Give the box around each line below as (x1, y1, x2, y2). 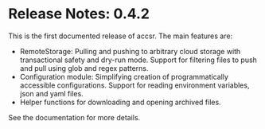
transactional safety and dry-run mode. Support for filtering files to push (19, 55, 257, 64)
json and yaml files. (19, 88, 84, 98)
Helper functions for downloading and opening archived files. (19, 97, 221, 107)
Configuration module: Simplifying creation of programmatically (19, 72, 229, 81)
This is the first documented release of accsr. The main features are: (8, 31, 233, 41)
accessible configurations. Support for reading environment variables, (19, 80, 250, 90)
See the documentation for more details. (8, 112, 141, 122)
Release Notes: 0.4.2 (8, 5, 150, 23)
